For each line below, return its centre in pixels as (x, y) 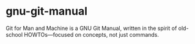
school (14, 34)
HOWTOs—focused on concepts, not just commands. (91, 34)
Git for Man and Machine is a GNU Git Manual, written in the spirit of (91, 28)
